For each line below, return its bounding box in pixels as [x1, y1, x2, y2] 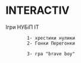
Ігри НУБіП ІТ [5, 23, 39, 31]
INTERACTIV [5, 4, 70, 17]
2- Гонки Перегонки [27, 40, 76, 46]
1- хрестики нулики [27, 35, 76, 41]
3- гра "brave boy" [27, 50, 76, 57]
